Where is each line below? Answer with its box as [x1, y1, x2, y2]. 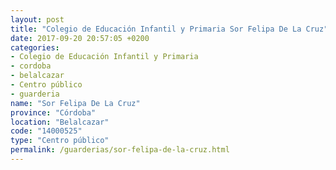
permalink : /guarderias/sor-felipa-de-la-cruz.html [10, 145, 230, 155]
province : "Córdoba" [10, 107, 97, 118]
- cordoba [10, 61, 52, 71]
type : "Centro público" [10, 136, 110, 146]
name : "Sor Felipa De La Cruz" [10, 98, 141, 108]
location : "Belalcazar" [10, 117, 110, 127]
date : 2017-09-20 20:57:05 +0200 [10, 33, 150, 43]
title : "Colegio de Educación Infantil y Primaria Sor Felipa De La [10, 24, 302, 34]
